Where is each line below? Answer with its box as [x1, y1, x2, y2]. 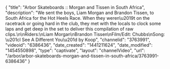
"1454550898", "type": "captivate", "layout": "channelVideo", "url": [5, 48, 145, 53]
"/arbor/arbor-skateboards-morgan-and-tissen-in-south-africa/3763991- [5, 53, 159, 59]
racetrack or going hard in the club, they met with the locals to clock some [5, 20, 161, 26]
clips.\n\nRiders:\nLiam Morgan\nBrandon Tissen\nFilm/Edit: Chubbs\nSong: [5, 31, 165, 37]
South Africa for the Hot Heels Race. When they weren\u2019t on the [5, 15, 150, 21]
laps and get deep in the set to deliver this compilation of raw [5, 26, 134, 32]
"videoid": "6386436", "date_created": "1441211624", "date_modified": [5, 42, 153, 48]
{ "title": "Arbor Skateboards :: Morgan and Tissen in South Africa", [5, 5, 145, 10]
